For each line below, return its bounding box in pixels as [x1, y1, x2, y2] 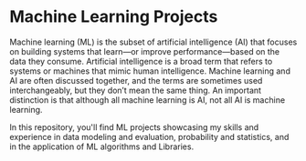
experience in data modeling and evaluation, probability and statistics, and [9, 131, 290, 142]
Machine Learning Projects [9, 6, 218, 27]
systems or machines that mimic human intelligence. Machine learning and [9, 65, 290, 76]
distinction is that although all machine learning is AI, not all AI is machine [9, 94, 286, 106]
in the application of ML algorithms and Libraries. [9, 141, 195, 152]
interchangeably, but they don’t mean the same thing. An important [9, 85, 262, 96]
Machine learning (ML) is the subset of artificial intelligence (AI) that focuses [9, 36, 298, 47]
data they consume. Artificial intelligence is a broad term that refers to [9, 55, 273, 66]
